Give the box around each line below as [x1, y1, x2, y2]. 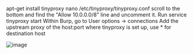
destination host [6, 30, 46, 37]
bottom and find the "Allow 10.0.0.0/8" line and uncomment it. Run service [6, 11, 187, 18]
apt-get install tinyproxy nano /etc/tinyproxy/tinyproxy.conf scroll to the [6, 5, 181, 12]
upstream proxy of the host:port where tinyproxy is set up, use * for [6, 23, 172, 31]
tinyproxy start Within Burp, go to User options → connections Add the [6, 18, 179, 24]
